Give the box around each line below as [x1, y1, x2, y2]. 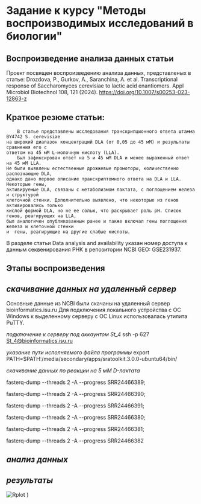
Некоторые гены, [6, 181, 47, 187]
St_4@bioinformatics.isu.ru [6, 337, 73, 345]
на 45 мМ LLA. [6, 160, 42, 166]
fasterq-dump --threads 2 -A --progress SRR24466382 [6, 437, 144, 444]
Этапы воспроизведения [6, 263, 105, 273]
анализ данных [6, 455, 68, 465]
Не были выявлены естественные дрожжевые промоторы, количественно [6, 165, 179, 171]
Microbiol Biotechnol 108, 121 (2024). [6, 89, 98, 95]
